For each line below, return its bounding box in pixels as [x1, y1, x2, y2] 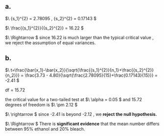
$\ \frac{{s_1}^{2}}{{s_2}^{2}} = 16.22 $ [5, 25, 84, 31]
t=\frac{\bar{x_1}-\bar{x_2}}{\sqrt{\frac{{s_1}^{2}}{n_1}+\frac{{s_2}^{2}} [10, 67, 154, 73]
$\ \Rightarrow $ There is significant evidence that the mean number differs [5, 121, 160, 127]
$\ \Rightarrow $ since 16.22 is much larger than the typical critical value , [5, 34, 154, 40]
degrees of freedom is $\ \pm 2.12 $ [5, 102, 78, 108]
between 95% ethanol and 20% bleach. [5, 126, 85, 132]
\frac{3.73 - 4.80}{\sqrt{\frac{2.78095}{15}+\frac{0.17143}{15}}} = [24, 72, 158, 78]
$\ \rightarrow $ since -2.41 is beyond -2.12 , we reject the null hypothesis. [5, 111, 158, 117]
